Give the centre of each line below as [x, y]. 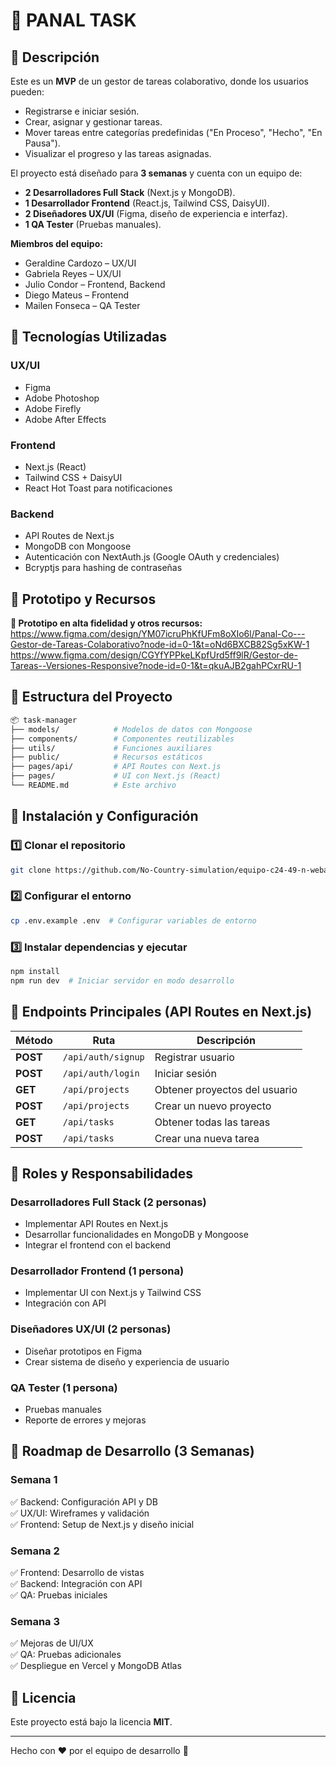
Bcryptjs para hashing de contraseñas [103, 568]
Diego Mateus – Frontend [77, 295]
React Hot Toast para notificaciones [98, 488]
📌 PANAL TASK [73, 20]
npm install [35, 971]
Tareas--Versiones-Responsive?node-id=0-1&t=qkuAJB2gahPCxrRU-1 [156, 666]
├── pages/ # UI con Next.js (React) [116, 776]
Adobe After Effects [65, 419]
